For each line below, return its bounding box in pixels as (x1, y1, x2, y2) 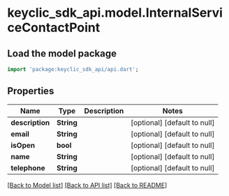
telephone (10, 163, 45, 172)
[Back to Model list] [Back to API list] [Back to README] (7, 181, 168, 189)
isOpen (10, 140, 36, 150)
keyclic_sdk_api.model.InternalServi (7, 5, 223, 21)
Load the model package (7, 47, 117, 59)
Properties (7, 85, 54, 97)
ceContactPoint (7, 20, 101, 36)
